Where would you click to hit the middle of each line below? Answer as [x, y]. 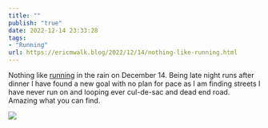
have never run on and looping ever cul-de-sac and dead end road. [119, 92]
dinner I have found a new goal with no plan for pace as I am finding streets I [134, 83]
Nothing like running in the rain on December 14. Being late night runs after [131, 75]
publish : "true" [35, 23]
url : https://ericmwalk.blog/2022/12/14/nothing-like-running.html [123, 52]
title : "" [25, 16]
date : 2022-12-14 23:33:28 [53, 30]
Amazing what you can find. [54, 101]
